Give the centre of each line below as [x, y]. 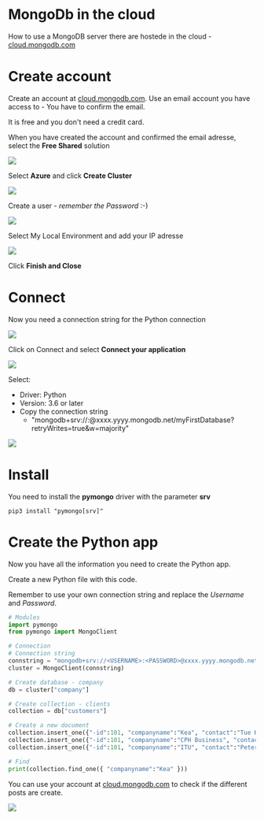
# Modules [24, 617]
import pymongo [33, 625]
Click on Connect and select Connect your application [97, 349]
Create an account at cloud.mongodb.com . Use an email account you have [129, 98]
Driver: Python [43, 395]
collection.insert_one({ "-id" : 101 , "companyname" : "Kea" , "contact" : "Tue [130, 733]
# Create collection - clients [59, 704]
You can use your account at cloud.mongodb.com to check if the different [128, 784]
